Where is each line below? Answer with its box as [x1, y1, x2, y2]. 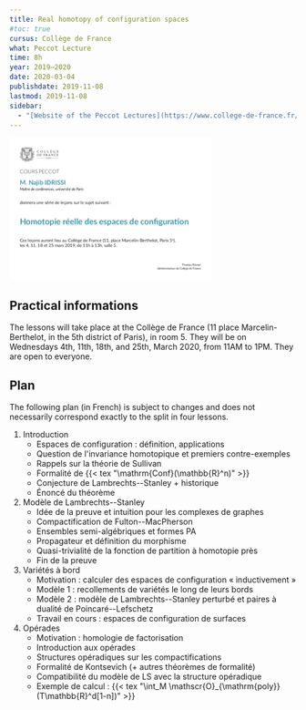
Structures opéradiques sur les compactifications [36, 652, 222, 663]
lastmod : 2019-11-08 [9, 91, 88, 100]
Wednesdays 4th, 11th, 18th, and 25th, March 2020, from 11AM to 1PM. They [9, 342, 294, 353]
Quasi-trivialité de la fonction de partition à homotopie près [36, 545, 258, 556]
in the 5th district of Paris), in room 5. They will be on [48, 332, 248, 343]
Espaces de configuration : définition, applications [36, 438, 225, 449]
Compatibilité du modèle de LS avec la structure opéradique [36, 671, 262, 682]
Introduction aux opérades [36, 643, 137, 653]
